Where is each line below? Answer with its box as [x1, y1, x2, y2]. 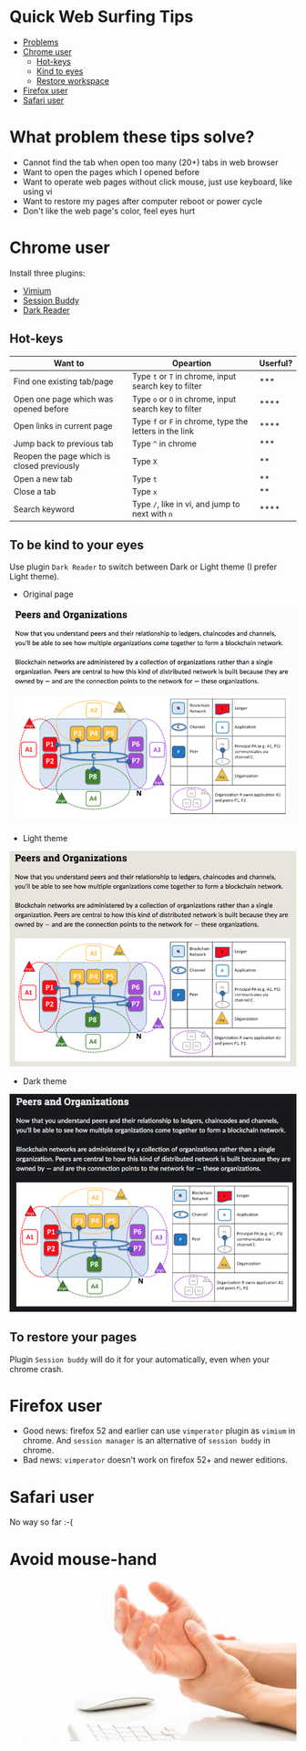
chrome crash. [9, 1363, 64, 1374]
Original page [22, 589, 75, 599]
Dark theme [22, 1075, 67, 1087]
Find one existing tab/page [13, 376, 114, 387]
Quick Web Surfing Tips [9, 6, 194, 27]
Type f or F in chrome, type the [131, 415, 249, 426]
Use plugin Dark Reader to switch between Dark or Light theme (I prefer [9, 561, 278, 572]
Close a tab [13, 485, 56, 496]
